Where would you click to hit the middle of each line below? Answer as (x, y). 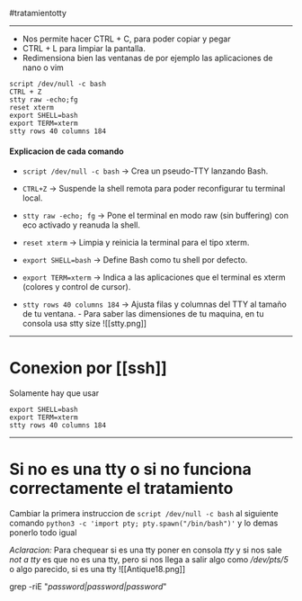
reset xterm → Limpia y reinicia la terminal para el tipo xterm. (136, 243)
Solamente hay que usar (54, 393)
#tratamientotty (38, 13)
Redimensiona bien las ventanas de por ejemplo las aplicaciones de (147, 58)
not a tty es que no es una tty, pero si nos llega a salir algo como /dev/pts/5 (149, 560)
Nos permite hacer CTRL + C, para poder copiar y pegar (126, 39)
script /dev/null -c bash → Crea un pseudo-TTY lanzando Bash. (145, 171)
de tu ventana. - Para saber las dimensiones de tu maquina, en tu (143, 314)
